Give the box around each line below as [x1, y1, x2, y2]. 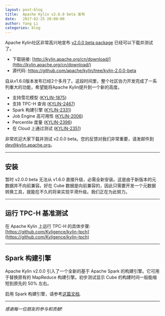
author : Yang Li [5, 21, 38, 26]
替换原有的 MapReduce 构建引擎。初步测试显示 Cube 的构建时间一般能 [9, 274, 153, 280]
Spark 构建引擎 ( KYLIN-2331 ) [12, 107, 72, 113]
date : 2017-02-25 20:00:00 [5, 16, 65, 21]
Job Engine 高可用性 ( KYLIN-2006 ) [12, 113, 83, 119]
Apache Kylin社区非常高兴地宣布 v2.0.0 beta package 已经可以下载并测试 [5, 40, 153, 46]
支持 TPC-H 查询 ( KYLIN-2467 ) [12, 101, 75, 107]
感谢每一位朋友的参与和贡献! [5, 306, 63, 312]
